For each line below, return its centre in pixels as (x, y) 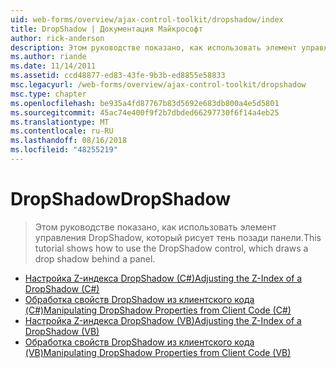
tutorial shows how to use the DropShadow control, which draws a (171, 248)
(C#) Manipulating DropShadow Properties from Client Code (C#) (158, 310)
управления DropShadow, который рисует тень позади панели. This (178, 237)
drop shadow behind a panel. (95, 258)
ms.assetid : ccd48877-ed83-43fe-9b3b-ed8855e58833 (118, 76)
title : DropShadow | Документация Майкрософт (106, 29)
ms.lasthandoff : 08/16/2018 (69, 141)
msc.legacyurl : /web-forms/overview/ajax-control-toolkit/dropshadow (158, 85)
